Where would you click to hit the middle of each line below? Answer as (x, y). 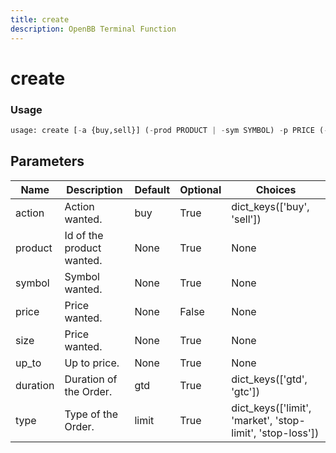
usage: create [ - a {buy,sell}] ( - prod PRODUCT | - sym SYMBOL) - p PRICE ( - (169, 130)
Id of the (84, 235)
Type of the (91, 414)
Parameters (47, 161)
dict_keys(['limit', (271, 408)
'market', (252, 420)
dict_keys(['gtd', (269, 379)
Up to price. (92, 363)
